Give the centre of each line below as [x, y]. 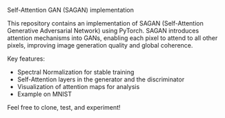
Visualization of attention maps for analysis [78, 87]
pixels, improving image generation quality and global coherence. [100, 45]
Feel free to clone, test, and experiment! [64, 107]
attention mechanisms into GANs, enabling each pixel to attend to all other [112, 38]
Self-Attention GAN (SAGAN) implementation [71, 10]
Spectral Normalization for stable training [76, 72]
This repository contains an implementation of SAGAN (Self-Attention [105, 23]
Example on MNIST [45, 94]
